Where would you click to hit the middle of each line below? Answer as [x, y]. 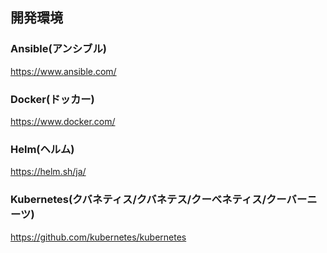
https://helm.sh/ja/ [48, 172]
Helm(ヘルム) [42, 149]
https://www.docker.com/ [63, 121]
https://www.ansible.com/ [63, 71]
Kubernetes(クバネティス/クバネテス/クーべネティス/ [138, 200]
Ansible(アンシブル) [58, 49]
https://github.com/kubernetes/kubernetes [98, 237]
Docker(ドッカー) [52, 99]
